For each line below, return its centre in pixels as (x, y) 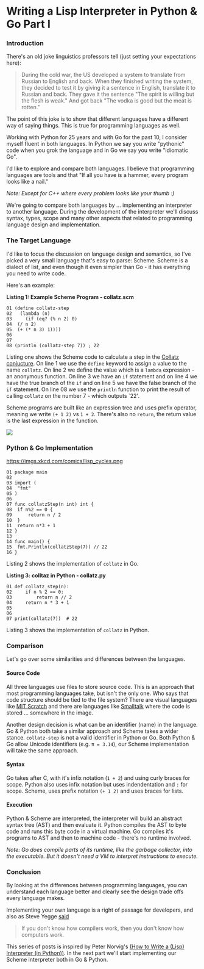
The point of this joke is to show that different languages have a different (97, 119)
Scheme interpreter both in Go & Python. (57, 960)
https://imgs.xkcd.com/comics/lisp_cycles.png (65, 461)
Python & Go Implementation (50, 448)
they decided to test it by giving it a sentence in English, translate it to (108, 88)
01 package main (27, 472)
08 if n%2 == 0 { (30, 510)
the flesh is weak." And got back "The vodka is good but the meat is (106, 101)
